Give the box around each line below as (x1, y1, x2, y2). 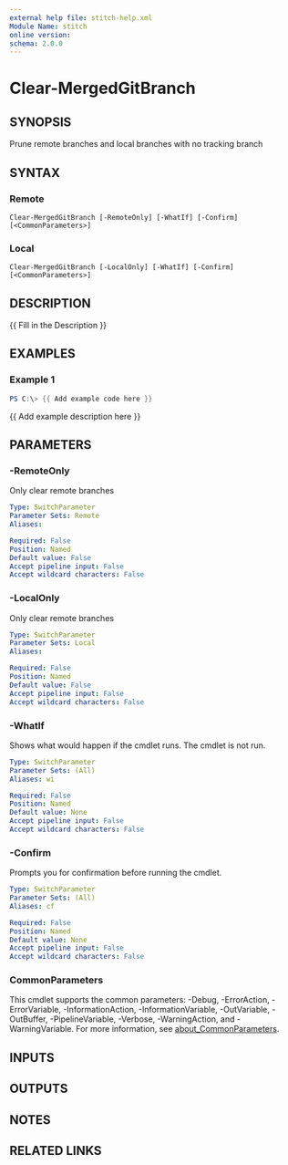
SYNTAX (9, 165, 61, 181)
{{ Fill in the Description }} (9, 320, 108, 331)
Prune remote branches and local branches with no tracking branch (9, 139, 263, 150)
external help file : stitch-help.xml (9, 13, 153, 23)
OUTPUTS (9, 1081, 68, 1097)
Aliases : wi (9, 775, 55, 784)
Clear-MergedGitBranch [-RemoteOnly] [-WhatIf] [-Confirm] (9, 213, 239, 222)
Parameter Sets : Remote (9, 512, 100, 521)
